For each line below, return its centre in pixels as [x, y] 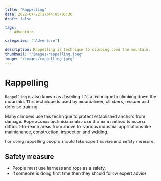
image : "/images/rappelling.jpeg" [40, 59]
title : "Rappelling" [26, 10]
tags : [10, 27]
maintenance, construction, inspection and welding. [57, 132]
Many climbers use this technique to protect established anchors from [75, 116]
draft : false [18, 19]
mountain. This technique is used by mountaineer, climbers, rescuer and [77, 101]
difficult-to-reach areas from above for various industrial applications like [78, 126]
